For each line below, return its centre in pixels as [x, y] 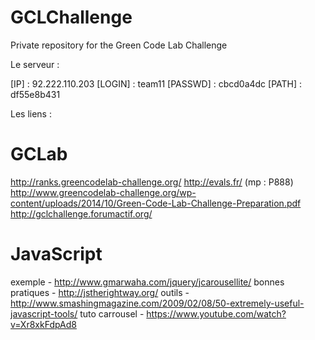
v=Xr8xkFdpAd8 [43, 324]
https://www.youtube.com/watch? [216, 313]
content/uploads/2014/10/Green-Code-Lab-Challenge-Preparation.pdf [156, 203]
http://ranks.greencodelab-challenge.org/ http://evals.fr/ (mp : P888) [152, 182]
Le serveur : [35, 64]
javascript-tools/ [44, 313]
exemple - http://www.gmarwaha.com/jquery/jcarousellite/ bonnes [147, 282]
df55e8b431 [35, 94]
